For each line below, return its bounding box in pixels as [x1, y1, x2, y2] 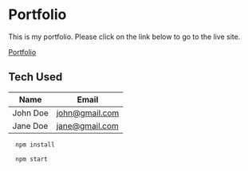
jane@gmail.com [56, 120, 120, 131]
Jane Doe [12, 120, 49, 131]
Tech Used [8, 70, 63, 84]
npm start [15, 155, 48, 163]
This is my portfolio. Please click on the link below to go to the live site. [8, 32, 241, 41]
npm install [15, 141, 56, 149]
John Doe [12, 107, 49, 119]
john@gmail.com [56, 107, 120, 119]
